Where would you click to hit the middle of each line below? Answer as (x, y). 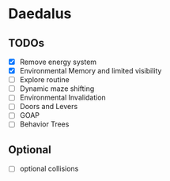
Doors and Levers (49, 107)
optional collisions (49, 169)
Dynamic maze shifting (57, 89)
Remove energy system (58, 62)
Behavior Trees (44, 124)
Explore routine (44, 80)
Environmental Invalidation (63, 98)
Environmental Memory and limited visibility (91, 71)
